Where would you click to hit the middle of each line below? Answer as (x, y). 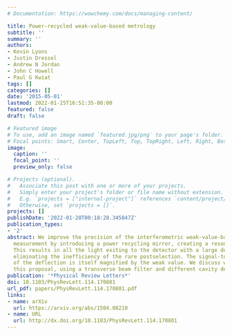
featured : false (30, 110)
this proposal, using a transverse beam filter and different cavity (115, 269)
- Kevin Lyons (28, 52)
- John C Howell (30, 71)
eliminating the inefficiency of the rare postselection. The (105, 256)
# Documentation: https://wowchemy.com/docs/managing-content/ (100, 13)
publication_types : (35, 224)
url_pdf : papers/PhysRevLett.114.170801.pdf (72, 288)
